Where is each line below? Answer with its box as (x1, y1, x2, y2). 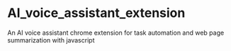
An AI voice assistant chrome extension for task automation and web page (7, 28, 225, 37)
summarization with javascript (7, 35, 95, 44)
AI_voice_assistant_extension (7, 5, 186, 21)
